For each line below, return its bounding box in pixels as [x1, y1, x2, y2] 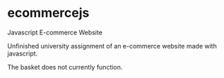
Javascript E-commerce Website [7, 28, 102, 37]
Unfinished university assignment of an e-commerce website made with [7, 41, 217, 50]
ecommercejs [7, 5, 90, 21]
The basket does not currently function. [7, 63, 123, 71]
